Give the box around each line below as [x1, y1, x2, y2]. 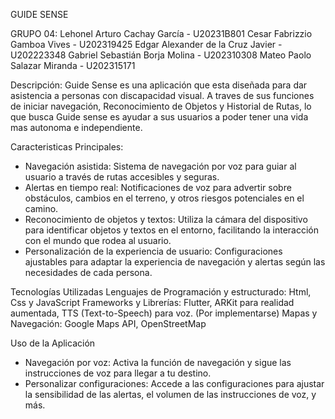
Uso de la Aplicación [10, 337, 96, 349]
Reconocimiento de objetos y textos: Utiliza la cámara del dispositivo [24, 214, 308, 225]
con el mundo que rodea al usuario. [24, 235, 172, 246]
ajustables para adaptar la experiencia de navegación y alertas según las [24, 256, 326, 268]
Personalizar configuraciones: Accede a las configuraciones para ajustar [24, 378, 325, 389]
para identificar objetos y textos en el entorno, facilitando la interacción [24, 224, 320, 236]
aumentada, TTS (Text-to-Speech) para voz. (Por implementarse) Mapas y [10, 307, 318, 319]
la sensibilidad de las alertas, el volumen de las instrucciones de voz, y [24, 389, 317, 400]
